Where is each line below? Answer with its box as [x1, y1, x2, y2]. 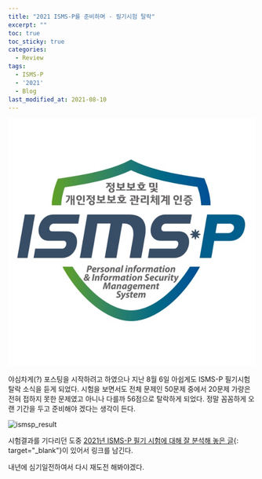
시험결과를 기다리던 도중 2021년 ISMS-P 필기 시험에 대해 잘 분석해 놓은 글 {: [8, 436, 239, 445]
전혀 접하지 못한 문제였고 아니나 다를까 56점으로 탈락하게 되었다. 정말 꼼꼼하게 [8, 394, 247, 404]
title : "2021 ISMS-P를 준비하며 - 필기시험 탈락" [8, 13, 155, 20]
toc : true [8, 29, 41, 37]
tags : [8, 63, 26, 71]
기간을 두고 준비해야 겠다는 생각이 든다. [16, 404, 136, 414]
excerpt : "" [8, 20, 47, 29]
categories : [8, 46, 47, 54]
